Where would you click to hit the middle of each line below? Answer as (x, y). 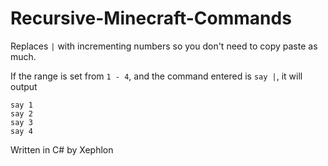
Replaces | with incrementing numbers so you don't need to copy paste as (164, 46)
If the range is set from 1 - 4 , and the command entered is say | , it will (156, 76)
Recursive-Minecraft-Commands (151, 18)
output (24, 86)
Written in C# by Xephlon (62, 149)
